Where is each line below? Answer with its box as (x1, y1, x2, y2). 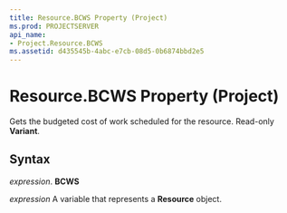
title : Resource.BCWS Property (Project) (9, 13, 168, 23)
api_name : (9, 30, 47, 39)
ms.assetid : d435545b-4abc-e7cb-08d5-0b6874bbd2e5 (9, 47, 205, 56)
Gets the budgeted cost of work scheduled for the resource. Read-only (9, 116, 274, 127)
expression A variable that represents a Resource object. (9, 193, 222, 204)
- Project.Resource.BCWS (9, 38, 103, 48)
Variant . (9, 126, 41, 137)
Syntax (9, 151, 51, 168)
